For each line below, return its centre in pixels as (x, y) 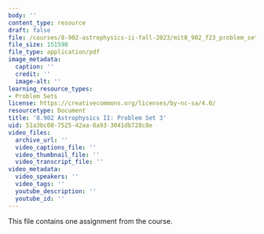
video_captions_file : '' (56, 147)
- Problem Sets (33, 96)
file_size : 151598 (38, 45)
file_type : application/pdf (54, 52)
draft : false (29, 30)
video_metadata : (35, 169)
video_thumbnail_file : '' (58, 154)
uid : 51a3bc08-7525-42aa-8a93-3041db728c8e (81, 125)
